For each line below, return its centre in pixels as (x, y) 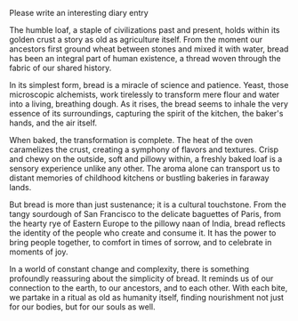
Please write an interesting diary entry (79, 13)
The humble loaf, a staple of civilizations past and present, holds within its (145, 30)
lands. (20, 187)
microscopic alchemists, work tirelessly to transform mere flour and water (145, 94)
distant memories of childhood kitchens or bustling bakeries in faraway (139, 178)
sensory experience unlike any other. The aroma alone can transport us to (145, 169)
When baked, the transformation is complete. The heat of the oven (131, 140)
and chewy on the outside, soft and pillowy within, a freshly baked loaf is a (146, 159)
